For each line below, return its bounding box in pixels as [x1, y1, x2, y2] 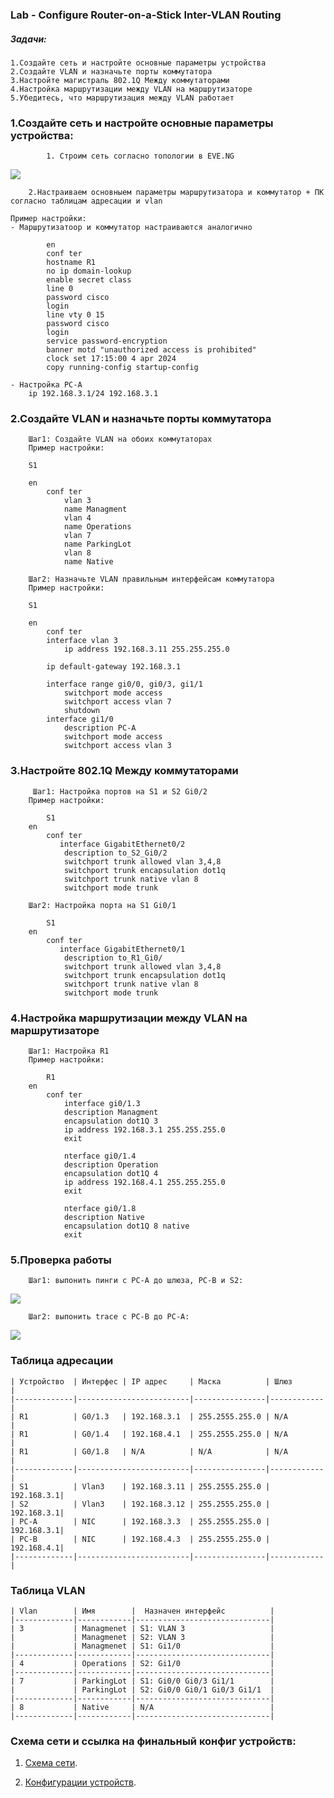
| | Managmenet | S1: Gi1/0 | [10, 1641, 275, 1651]
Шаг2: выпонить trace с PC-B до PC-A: [28, 1312, 190, 1322]
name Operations [63, 522, 132, 532]
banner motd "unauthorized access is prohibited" [46, 345, 257, 355]
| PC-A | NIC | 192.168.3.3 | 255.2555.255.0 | [10, 1516, 271, 1527]
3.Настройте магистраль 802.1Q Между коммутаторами [10, 75, 230, 85]
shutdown [63, 706, 101, 716]
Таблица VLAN [10, 1583, 86, 1597]
